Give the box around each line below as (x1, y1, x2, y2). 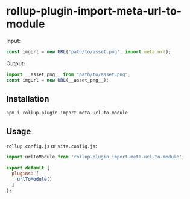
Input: (6, 37, 21, 44)
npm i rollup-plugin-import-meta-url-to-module (6, 110, 128, 116)
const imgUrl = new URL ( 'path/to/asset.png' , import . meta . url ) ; (6, 48, 171, 55)
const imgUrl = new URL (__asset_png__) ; (6, 77, 110, 83)
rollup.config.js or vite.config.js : (6, 142, 98, 149)
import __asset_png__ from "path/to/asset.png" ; (6, 71, 131, 77)
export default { (6, 165, 50, 171)
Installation (6, 94, 49, 104)
